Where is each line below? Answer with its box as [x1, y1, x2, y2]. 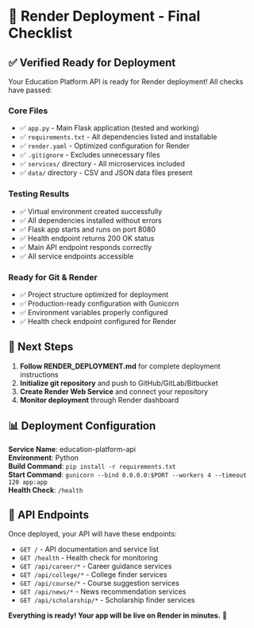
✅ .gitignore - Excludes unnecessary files [19, 150, 160, 160]
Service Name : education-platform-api [8, 444, 137, 454]
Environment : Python [8, 453, 79, 462]
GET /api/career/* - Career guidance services [19, 561, 172, 571]
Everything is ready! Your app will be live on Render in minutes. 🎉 [8, 610, 228, 620]
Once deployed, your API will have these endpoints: [8, 529, 177, 539]
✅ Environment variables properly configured [19, 307, 168, 317]
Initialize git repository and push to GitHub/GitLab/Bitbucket [19, 378, 218, 388]
